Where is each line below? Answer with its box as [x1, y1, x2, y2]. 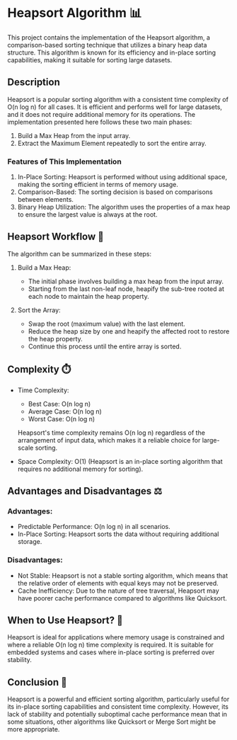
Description [7, 76, 60, 89]
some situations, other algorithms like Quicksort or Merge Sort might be [7, 717, 216, 726]
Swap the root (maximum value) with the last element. [28, 319, 185, 328]
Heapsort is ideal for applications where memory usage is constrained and [7, 633, 225, 642]
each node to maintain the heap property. [28, 292, 150, 300]
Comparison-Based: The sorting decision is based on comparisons [17, 188, 214, 196]
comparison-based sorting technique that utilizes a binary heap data [7, 40, 207, 49]
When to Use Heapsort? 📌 [7, 615, 124, 627]
